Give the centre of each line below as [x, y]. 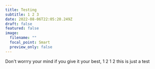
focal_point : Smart [30, 42]
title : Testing [21, 10]
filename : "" [23, 38]
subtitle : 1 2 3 [22, 14]
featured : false [22, 28]
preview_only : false [31, 47]
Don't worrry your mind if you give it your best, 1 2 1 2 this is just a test [77, 61]
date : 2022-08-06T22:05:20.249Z [39, 19]
